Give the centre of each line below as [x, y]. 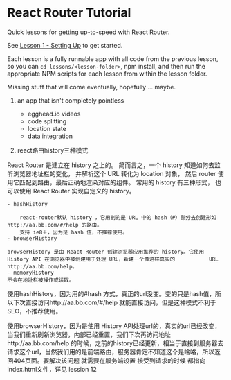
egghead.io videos [54, 114]
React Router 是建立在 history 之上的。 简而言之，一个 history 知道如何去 [111, 165]
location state [47, 128]
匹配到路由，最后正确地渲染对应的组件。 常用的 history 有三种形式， [117, 182]
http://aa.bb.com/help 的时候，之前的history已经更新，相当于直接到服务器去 [115, 343]
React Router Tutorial [69, 13]
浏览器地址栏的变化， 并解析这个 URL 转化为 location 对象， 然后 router [114, 173]
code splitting [47, 121]
